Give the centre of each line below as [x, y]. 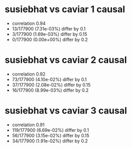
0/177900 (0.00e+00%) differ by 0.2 [50, 40]
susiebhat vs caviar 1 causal [65, 9]
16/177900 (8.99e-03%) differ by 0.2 [50, 90]
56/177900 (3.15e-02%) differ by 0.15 [51, 135]
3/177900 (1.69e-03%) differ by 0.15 [50, 34]
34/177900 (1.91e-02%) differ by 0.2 [50, 141]
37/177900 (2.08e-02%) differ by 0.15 [51, 85]
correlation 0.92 [29, 74]
